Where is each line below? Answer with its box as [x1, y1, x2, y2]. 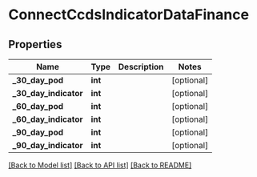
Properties [8, 38, 62, 51]
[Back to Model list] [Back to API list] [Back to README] [8, 160, 192, 170]
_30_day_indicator [12, 88, 83, 99]
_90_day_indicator [12, 140, 83, 151]
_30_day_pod [12, 74, 64, 86]
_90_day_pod [12, 127, 64, 138]
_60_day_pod [12, 101, 64, 111]
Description [118, 62, 164, 72]
